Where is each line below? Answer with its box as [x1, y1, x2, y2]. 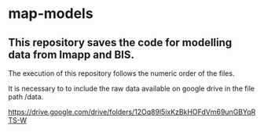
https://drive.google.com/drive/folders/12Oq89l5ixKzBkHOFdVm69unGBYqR [8, 107, 256, 116]
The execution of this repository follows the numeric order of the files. [8, 69, 235, 78]
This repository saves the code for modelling [8, 36, 233, 49]
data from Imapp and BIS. [8, 48, 135, 61]
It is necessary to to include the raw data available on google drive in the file [8, 84, 255, 93]
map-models [8, 5, 93, 23]
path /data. [8, 92, 44, 102]
